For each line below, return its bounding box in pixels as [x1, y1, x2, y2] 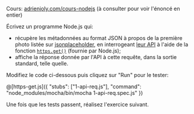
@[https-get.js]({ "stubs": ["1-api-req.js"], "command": [6, 83, 142, 90]
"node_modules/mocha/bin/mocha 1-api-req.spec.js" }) [6, 90, 143, 96]
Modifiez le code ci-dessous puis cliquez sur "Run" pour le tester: [6, 72, 169, 78]
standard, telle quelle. [14, 60, 69, 67]
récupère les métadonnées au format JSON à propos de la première [14, 35, 183, 41]
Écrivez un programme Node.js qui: [6, 23, 93, 30]
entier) [6, 11, 23, 19]
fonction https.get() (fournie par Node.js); [14, 47, 121, 54]
